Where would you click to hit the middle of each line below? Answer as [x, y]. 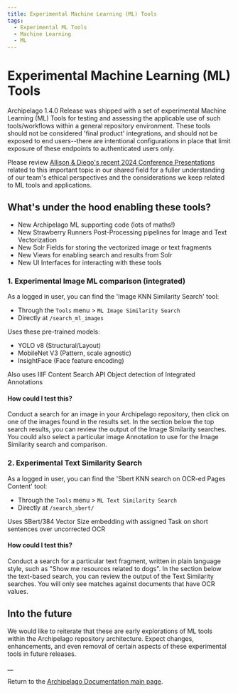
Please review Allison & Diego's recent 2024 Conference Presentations [111, 163]
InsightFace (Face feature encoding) [71, 361]
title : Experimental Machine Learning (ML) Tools [82, 14]
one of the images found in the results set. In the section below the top [111, 422]
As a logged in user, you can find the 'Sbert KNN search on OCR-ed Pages [117, 478]
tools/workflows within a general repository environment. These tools [109, 126]
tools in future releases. [42, 654]
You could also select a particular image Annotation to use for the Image [113, 437]
